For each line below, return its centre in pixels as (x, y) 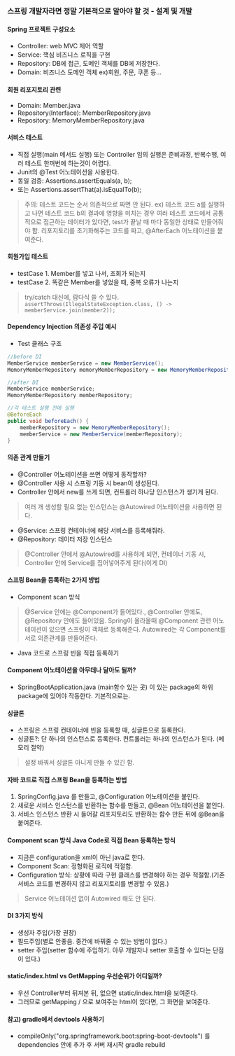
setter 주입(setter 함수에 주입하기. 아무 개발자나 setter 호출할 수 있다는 (114, 950)
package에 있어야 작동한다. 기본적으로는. (74, 696)
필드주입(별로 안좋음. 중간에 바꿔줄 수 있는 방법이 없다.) (92, 941)
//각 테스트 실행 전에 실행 (41, 408)
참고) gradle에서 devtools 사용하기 (56, 1019)
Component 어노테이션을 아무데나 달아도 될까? (72, 670)
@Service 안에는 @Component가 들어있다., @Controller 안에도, (113, 611)
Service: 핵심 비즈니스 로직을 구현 (64, 55)
